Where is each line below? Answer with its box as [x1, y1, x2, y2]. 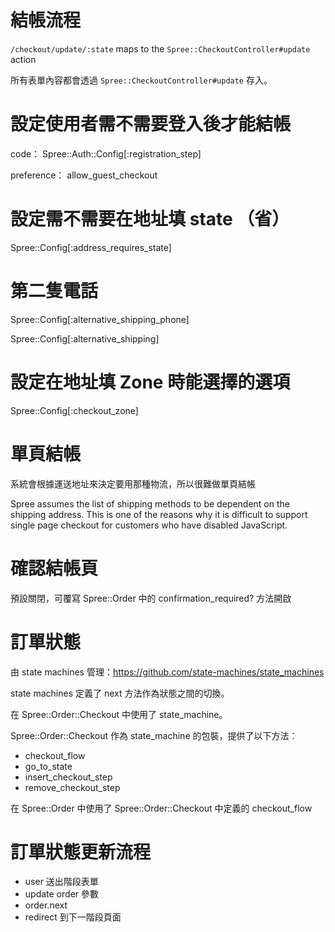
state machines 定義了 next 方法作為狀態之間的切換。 [10, 687, 230, 699]
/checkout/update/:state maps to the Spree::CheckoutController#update [10, 42, 311, 55]
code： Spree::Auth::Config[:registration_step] [10, 147, 202, 160]
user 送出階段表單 [24, 876, 99, 888]
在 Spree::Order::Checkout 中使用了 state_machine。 [10, 708, 228, 720]
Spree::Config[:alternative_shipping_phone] [10, 313, 190, 325]
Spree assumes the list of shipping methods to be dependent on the [10, 497, 290, 510]
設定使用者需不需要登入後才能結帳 [10, 113, 292, 136]
